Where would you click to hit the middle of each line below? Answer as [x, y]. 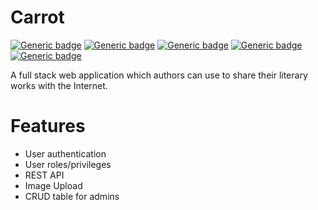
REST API [44, 175]
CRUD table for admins [72, 196]
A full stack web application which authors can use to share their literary [159, 75]
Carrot [37, 17]
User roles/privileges [68, 164]
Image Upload [53, 185]
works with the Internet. [59, 85]
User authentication [65, 153]
